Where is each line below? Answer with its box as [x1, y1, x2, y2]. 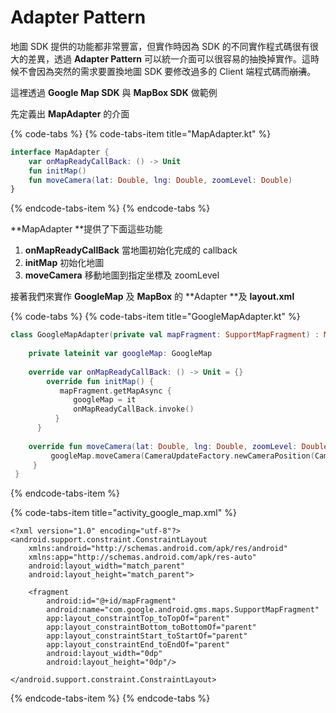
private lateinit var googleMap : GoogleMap [28, 349, 213, 359]
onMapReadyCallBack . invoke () [73, 404, 195, 415]
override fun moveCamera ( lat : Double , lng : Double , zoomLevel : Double [28, 441, 329, 451]
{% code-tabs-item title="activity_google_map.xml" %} [10, 507, 237, 519]
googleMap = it [73, 395, 137, 405]
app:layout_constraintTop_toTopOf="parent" [46, 614, 230, 624]
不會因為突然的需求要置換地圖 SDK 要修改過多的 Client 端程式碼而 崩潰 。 [18, 65, 317, 77]
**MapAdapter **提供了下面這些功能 [10, 223, 163, 235]
